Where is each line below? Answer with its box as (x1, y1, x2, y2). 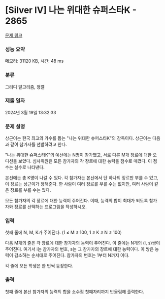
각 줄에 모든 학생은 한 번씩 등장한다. (5, 263, 73, 269)
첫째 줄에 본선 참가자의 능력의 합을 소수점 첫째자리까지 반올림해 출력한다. (5, 289, 144, 295)
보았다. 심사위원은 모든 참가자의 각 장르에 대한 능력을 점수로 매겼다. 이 (18, 158, 152, 164)
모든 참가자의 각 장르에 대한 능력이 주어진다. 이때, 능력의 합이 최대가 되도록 (5, 198, 148, 204)
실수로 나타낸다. (14, 164, 45, 171)
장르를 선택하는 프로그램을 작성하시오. (14, 204, 87, 210)
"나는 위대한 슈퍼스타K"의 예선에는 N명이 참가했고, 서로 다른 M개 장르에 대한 (5, 152, 152, 158)
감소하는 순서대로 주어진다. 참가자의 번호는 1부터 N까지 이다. (14, 253, 130, 258)
